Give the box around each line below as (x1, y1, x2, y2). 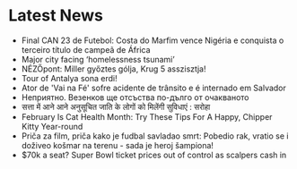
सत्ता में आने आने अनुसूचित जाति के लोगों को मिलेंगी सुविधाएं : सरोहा (21, 101, 211, 112)
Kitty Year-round (21, 121, 83, 131)
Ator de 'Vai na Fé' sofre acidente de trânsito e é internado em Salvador (21, 82, 286, 93)
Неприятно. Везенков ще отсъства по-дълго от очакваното (21, 91, 249, 103)
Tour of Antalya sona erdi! (21, 72, 118, 83)
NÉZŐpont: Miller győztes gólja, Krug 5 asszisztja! (21, 63, 207, 74)
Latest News (8, 5, 104, 26)
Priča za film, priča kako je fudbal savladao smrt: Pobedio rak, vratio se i (21, 131, 289, 141)
